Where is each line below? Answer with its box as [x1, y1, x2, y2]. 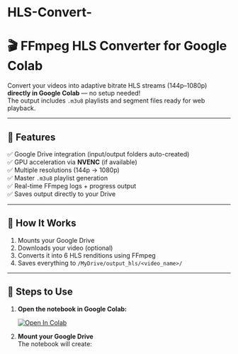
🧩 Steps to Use [7, 286, 73, 298]
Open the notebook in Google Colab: [17, 304, 127, 313]
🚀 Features [7, 131, 56, 143]
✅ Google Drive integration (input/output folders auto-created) [7, 149, 190, 158]
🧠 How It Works [7, 217, 76, 229]
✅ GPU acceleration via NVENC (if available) [7, 157, 138, 166]
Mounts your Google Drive [17, 236, 95, 244]
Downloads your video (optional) [17, 244, 113, 252]
